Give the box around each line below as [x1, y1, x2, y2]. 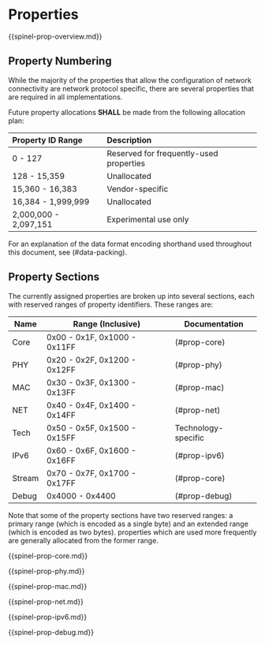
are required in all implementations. [8, 92, 123, 102]
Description [106, 134, 152, 145]
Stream [12, 472, 39, 483]
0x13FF [46, 386, 77, 397]
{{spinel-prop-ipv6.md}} [8, 612, 88, 621]
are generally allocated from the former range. [8, 535, 159, 545]
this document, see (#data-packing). [8, 247, 128, 257]
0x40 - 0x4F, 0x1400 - [46, 400, 136, 411]
